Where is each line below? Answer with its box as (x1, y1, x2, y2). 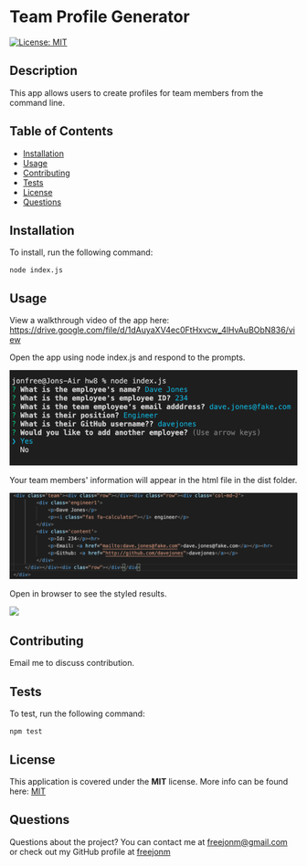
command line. (9, 97, 66, 108)
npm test (9, 727, 43, 736)
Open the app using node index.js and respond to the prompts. (9, 352, 246, 363)
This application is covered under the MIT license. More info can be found (9, 776, 289, 787)
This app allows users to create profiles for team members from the (9, 87, 263, 98)
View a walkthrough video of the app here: (9, 315, 170, 326)
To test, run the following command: (9, 708, 145, 719)
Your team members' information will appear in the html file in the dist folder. (9, 474, 298, 485)
